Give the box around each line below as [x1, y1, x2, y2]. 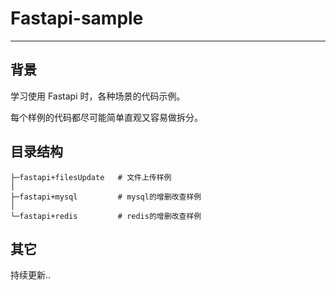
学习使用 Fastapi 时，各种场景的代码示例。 [10, 90, 186, 102]
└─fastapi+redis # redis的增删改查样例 [10, 211, 202, 221]
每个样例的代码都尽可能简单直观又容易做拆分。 [10, 111, 203, 123]
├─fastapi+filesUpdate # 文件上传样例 [10, 172, 172, 182]
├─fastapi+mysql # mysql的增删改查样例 [10, 192, 202, 202]
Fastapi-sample [10, 7, 144, 30]
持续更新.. [10, 269, 52, 281]
